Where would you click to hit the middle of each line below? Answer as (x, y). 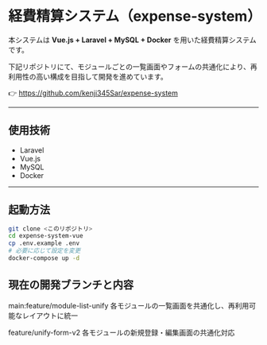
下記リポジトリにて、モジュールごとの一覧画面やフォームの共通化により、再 (133, 66)
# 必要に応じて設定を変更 (44, 251)
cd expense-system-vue (46, 236)
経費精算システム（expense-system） (135, 16)
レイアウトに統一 (50, 316)
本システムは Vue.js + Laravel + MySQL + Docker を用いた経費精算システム (132, 40)
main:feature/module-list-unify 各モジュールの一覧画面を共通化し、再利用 (129, 305)
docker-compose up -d (44, 258)
